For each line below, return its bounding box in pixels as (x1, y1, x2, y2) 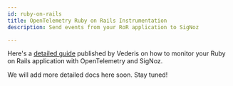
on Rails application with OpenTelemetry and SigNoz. (7, 57, 163, 65)
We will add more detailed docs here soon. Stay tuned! (7, 70, 168, 79)
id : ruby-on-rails (7, 10, 62, 18)
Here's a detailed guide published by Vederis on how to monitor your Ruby (7, 49, 226, 58)
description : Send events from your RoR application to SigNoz (7, 23, 200, 31)
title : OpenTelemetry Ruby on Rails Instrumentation (7, 17, 167, 24)
